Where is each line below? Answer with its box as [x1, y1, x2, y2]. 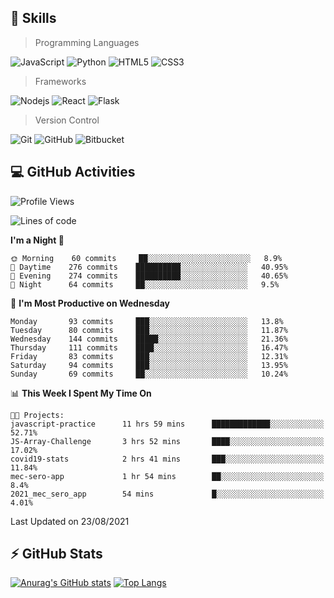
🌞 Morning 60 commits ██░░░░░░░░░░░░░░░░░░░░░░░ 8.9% [10, 253, 283, 263]
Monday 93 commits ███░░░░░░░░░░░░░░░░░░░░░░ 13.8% [10, 316, 284, 326]
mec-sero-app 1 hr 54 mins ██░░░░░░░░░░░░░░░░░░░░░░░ [10, 471, 325, 481]
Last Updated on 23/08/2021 [10, 515, 130, 527]
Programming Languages [34, 36, 140, 48]
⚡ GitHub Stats [10, 546, 103, 563]
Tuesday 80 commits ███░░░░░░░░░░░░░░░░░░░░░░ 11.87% [10, 325, 288, 335]
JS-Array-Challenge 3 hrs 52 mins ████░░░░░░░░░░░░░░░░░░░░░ [10, 436, 325, 446]
